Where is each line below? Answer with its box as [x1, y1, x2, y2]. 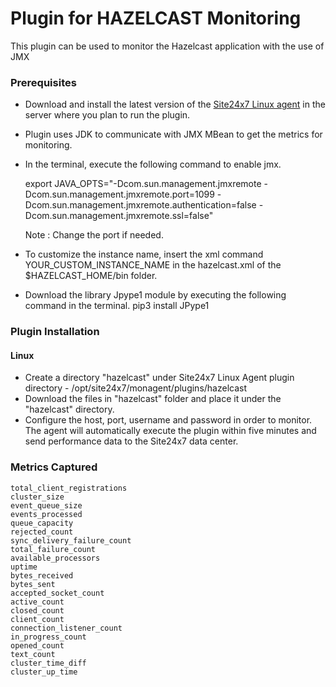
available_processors [10, 553, 101, 563]
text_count [10, 649, 56, 659]
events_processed [10, 509, 83, 519]
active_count [10, 597, 65, 607]
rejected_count [10, 527, 74, 537]
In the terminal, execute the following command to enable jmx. [24, 158, 282, 171]
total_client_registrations [10, 483, 128, 493]
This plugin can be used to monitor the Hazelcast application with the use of [10, 40, 325, 52]
